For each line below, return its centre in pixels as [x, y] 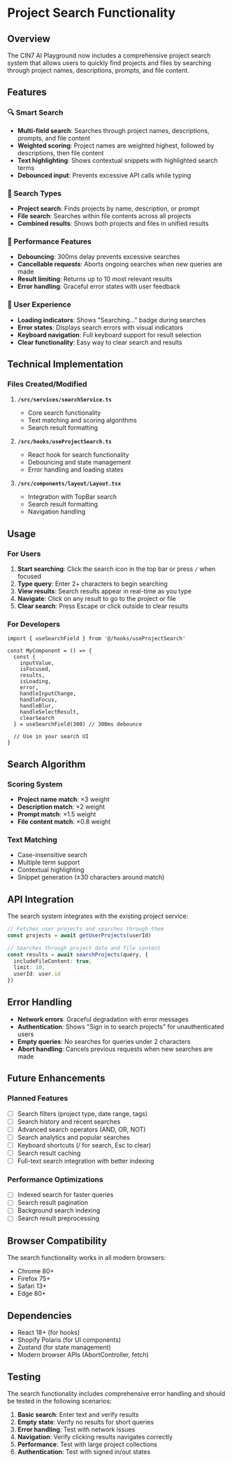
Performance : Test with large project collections [87, 1444]
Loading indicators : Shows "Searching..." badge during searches [111, 320]
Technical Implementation [65, 364]
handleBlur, [37, 706]
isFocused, [36, 670]
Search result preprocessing [58, 1218]
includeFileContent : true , [53, 961]
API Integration [41, 899]
